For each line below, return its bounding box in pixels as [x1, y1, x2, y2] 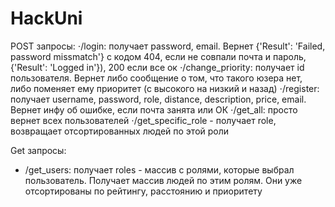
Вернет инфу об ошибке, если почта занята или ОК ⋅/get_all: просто [10, 103, 298, 116]
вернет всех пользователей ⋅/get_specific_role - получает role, [10, 114, 277, 126]
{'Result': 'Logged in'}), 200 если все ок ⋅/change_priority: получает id [10, 61, 305, 73]
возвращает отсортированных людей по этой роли [10, 125, 230, 137]
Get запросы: [10, 144, 67, 156]
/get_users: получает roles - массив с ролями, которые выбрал [24, 163, 295, 176]
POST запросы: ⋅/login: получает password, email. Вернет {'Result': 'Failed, [10, 40, 326, 52]
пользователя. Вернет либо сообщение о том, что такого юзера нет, [10, 72, 303, 84]
